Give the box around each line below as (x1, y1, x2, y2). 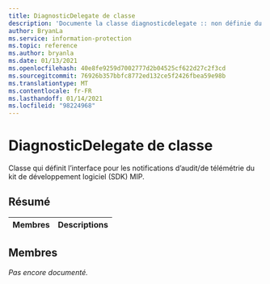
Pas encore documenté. (8, 267, 88, 277)
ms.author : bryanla (8, 49, 74, 57)
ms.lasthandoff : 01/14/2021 (8, 94, 103, 102)
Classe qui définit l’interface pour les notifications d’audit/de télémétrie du (8, 163, 255, 173)
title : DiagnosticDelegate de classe (8, 11, 136, 20)
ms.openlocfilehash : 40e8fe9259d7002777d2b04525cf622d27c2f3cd (8, 65, 226, 73)
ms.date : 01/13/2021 (8, 57, 78, 65)
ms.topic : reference (8, 42, 78, 50)
